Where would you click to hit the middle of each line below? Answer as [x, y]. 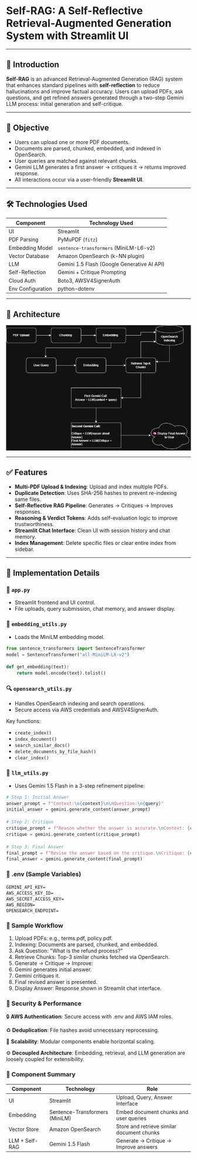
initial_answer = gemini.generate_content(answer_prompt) [78, 809]
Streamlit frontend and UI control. [55, 603]
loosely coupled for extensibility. [45, 1059]
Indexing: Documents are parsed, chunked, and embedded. [86, 944]
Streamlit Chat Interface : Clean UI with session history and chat [92, 530]
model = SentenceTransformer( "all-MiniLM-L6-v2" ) [68, 655]
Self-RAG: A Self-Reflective [74, 11]
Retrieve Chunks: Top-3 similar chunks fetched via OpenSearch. [92, 957]
